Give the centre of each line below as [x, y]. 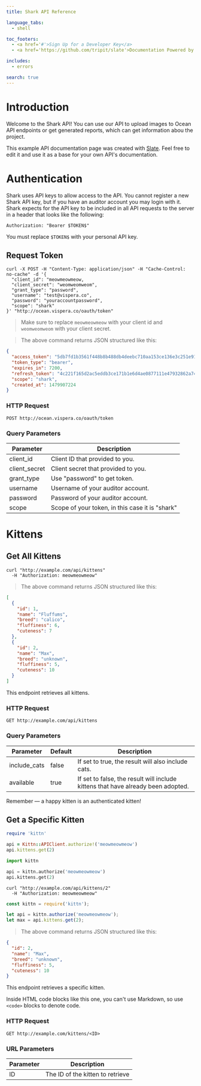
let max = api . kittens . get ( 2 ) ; [45, 920]
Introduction [38, 107]
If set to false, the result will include [127, 779]
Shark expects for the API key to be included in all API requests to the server [100, 208]
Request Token [35, 255]
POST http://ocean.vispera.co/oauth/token [60, 418]
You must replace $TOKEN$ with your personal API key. [72, 236]
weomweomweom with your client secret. [66, 329]
